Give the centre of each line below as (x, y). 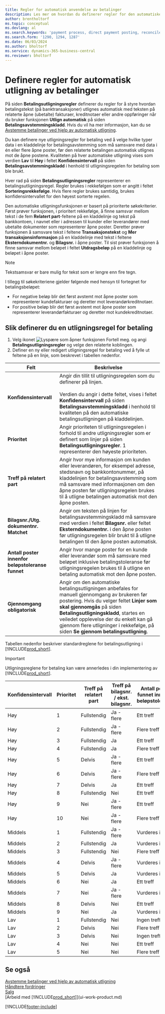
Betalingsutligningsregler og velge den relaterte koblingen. (73, 345)
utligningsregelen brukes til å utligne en (105, 568)
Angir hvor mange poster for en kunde (103, 550)
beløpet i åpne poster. (27, 253)
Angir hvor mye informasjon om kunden (105, 460)
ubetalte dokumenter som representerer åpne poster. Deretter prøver (75, 227)
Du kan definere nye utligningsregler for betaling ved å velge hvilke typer (79, 140)
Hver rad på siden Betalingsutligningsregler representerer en (68, 181)
